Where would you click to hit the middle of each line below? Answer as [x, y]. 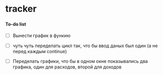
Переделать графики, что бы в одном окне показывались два [80, 61]
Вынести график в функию [41, 35]
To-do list [16, 24]
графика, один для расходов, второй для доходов [67, 67]
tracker [21, 9]
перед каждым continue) [40, 51]
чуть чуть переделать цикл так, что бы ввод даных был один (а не [85, 46]
